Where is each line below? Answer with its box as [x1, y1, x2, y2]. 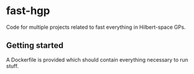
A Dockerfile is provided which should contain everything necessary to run [6, 56, 188, 63]
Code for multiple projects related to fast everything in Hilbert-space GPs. [6, 23, 186, 31]
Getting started [6, 41, 64, 51]
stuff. [6, 62, 19, 69]
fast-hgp [6, 4, 50, 18]
